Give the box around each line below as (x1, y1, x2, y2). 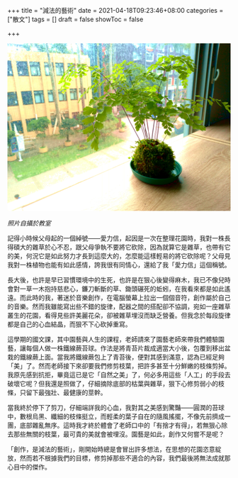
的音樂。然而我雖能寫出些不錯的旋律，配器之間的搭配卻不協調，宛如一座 (7, 302, 218, 311)
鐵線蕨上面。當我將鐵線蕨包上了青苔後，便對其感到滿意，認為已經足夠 (19, 352, 225, 361)
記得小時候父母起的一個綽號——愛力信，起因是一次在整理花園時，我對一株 (7, 233, 225, 243)
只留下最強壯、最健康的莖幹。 (19, 388, 107, 396)
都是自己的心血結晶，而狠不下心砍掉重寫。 (7, 320, 132, 328)
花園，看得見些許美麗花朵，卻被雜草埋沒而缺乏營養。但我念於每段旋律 (25, 311, 231, 319)
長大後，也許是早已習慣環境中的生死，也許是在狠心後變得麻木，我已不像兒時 (7, 275, 231, 284)
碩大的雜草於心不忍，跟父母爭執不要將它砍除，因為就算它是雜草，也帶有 (13, 243, 225, 251)
